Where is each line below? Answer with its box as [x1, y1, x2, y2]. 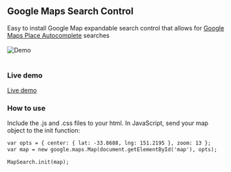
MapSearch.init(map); [7, 159, 70, 166]
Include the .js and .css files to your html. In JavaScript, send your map [7, 119, 209, 127]
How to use [7, 104, 46, 113]
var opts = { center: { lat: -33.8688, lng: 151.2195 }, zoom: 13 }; [7, 140, 212, 147]
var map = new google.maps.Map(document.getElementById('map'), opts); [7, 146, 217, 153]
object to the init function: [7, 126, 81, 135]
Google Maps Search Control [7, 6, 134, 17]
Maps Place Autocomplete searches [7, 31, 110, 39]
